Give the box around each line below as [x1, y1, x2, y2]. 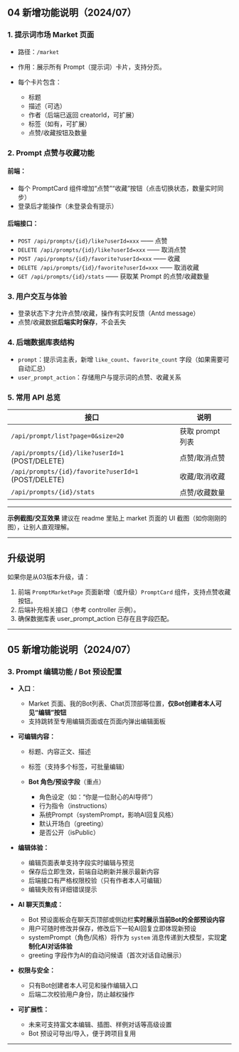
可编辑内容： [17, 732, 55, 741]
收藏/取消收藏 [179, 472, 225, 482]
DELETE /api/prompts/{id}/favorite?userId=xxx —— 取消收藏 [17, 263, 199, 272]
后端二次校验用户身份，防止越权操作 [28, 990, 135, 999]
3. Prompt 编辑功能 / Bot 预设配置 [7, 667, 122, 677]
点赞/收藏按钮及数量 [28, 128, 87, 137]
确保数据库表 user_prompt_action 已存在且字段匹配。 [17, 614, 173, 622]
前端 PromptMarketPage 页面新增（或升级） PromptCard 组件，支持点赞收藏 [17, 588, 231, 596]
